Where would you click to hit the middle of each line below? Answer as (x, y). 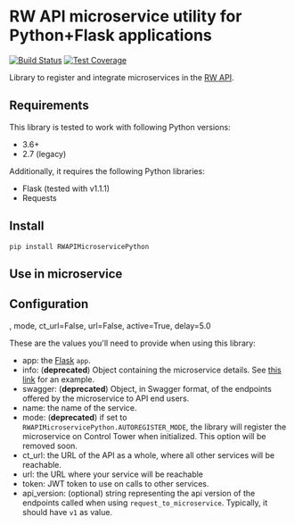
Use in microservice (66, 274)
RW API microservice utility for (126, 17)
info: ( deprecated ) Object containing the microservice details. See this (152, 370)
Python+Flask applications (111, 35)
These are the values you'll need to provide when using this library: (132, 343)
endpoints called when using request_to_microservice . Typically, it (145, 503)
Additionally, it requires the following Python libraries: (107, 171)
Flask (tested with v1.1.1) (66, 188)
